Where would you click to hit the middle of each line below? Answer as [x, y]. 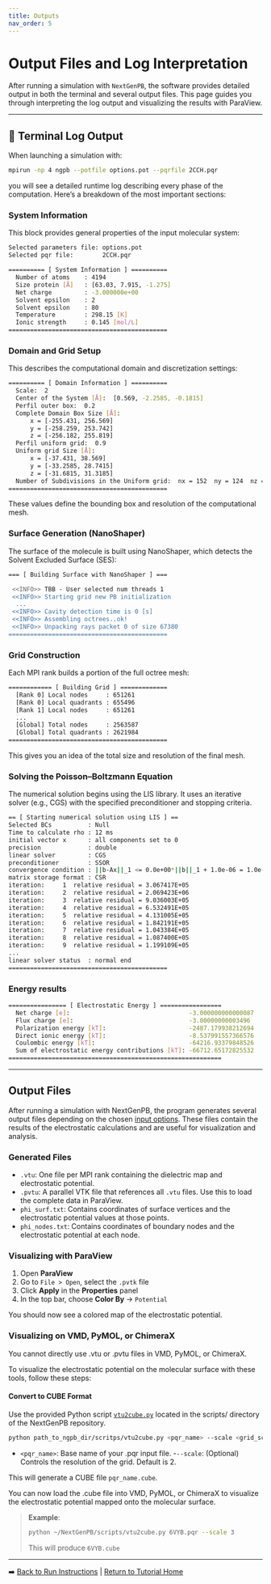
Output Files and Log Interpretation [128, 64]
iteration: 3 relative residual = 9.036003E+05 [99, 900]
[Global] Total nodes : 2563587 [77, 725]
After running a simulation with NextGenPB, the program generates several [132, 1110]
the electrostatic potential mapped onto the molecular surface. [112, 1501]
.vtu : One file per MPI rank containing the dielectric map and [121, 1175]
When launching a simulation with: [65, 155]
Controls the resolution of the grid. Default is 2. [98, 1462]
